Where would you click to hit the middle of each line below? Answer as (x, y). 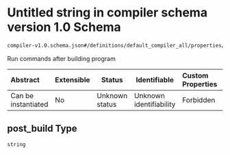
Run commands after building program (62, 58)
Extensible (72, 80)
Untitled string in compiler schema (107, 13)
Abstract (25, 80)
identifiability (155, 104)
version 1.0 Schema (64, 27)
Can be (22, 95)
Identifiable (155, 80)
